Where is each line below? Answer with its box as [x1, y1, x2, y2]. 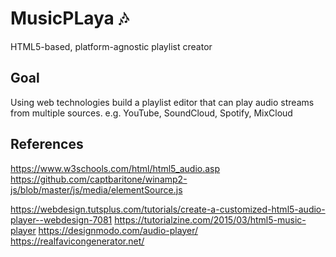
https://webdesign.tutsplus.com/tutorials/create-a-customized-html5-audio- [10, 203, 326, 215]
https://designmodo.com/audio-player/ [38, 224, 199, 236]
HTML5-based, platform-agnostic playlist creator [10, 40, 213, 52]
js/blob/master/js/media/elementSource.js [10, 183, 183, 196]
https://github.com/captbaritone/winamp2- [10, 173, 188, 185]
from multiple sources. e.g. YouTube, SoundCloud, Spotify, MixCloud [10, 107, 293, 119]
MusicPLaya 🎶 [10, 7, 130, 30]
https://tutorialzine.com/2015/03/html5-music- [114, 213, 307, 226]
